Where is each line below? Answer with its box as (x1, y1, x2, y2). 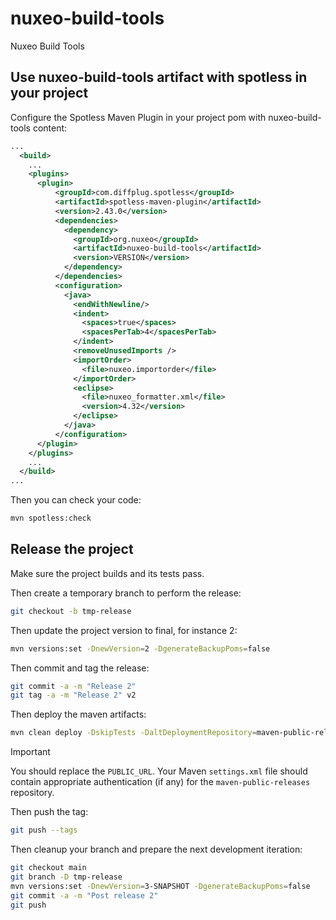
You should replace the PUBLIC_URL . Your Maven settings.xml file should (10, 765, 308, 777)
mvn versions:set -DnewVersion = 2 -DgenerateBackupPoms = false (10, 643, 271, 654)
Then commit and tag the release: (10, 662, 150, 674)
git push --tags (10, 825, 78, 836)
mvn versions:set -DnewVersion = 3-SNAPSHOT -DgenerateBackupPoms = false (10, 881, 311, 891)
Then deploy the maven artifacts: (10, 708, 147, 721)
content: (32, 122, 68, 134)
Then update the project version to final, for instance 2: (10, 624, 238, 636)
